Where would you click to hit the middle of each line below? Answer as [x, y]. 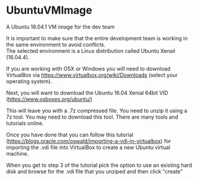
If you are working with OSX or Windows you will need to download [88, 68]
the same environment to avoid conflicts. [56, 45]
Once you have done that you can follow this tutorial [70, 135]
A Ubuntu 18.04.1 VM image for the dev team [60, 27]
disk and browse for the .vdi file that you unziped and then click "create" [95, 171]
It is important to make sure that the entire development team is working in [97, 38]
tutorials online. [25, 123]
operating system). [29, 81]
